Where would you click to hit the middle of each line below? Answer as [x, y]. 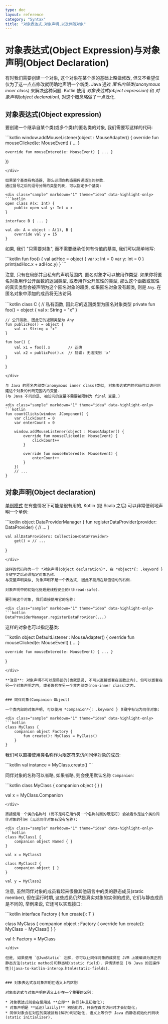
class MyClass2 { [23, 863]
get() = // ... [30, 541]
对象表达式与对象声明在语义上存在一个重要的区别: [49, 992]
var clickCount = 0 [35, 418]
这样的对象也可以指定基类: [32, 627]
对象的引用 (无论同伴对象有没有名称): [43, 819]
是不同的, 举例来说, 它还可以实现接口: [43, 903]
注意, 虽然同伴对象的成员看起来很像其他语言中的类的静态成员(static [74, 891]
